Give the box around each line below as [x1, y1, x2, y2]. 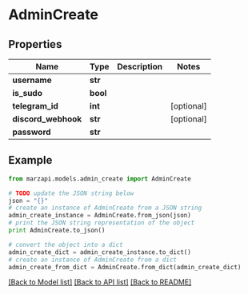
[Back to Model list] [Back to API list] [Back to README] [8, 277, 192, 287]
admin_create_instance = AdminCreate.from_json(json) [8, 212, 192, 220]
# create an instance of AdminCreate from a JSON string [8, 204, 202, 213]
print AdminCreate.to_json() [8, 226, 106, 235]
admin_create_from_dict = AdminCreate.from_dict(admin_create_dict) [8, 263, 242, 271]
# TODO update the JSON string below [8, 189, 134, 197]
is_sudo [12, 88, 42, 98]
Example [8, 153, 53, 167]
